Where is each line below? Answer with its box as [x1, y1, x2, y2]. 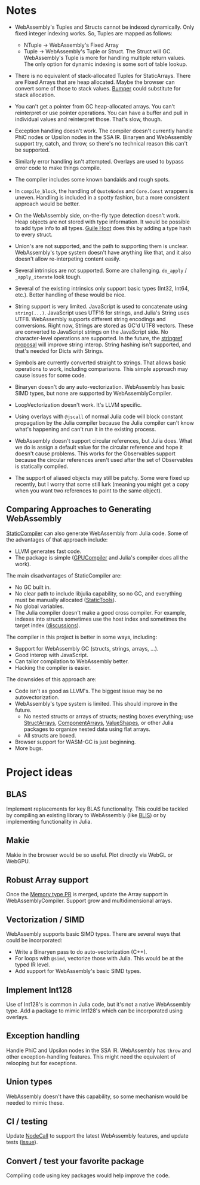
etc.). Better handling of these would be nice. [14, 291, 127, 298]
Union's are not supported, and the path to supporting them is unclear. [14, 242, 189, 249]
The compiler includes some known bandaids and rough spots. [14, 176, 170, 183]
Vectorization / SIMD [6, 914, 85, 924]
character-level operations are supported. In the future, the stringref [14, 334, 183, 341]
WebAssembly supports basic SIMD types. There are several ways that [6, 930, 181, 938]
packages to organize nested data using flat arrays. [23, 725, 150, 733]
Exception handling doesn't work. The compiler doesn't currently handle [14, 127, 193, 134]
